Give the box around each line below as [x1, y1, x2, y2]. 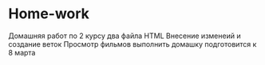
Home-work [8, 5, 90, 23]
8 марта [8, 48, 36, 57]
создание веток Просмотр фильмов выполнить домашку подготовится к [8, 39, 257, 48]
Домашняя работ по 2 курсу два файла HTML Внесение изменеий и [8, 31, 241, 40]
